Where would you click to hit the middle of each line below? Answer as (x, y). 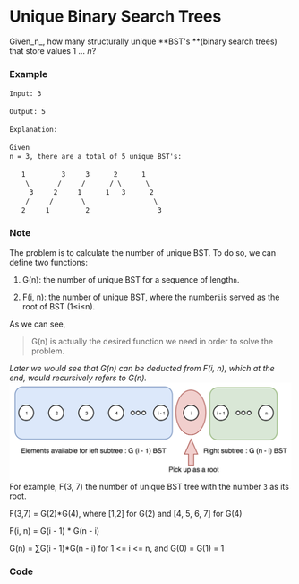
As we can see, (38, 324)
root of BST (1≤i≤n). (59, 306)
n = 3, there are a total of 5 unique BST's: (95, 157)
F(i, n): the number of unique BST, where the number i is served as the (151, 297)
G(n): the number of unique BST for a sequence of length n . (131, 279)
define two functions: (48, 262)
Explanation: (34, 130)
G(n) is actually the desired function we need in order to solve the (152, 341)
